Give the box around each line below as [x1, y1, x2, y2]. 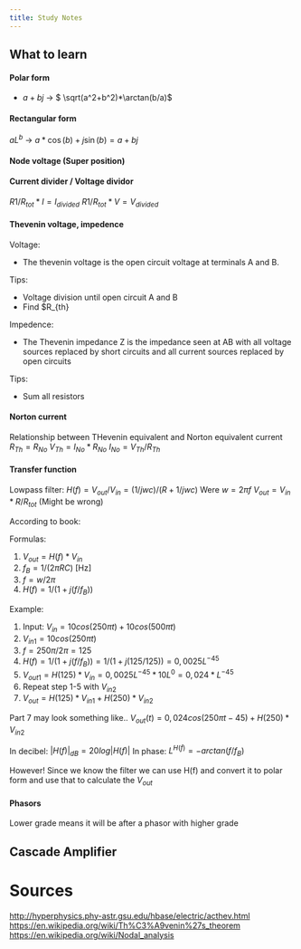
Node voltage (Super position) [9, 155, 126, 166]
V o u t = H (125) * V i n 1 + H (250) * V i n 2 [22, 693, 154, 706]
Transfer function [9, 464, 77, 475]
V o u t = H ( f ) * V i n [22, 551, 83, 564]
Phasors [9, 798, 42, 809]
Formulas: [9, 533, 47, 544]
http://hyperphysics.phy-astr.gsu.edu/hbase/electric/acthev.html [9, 910, 250, 921]
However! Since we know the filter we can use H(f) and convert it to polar [9, 765, 283, 776]
